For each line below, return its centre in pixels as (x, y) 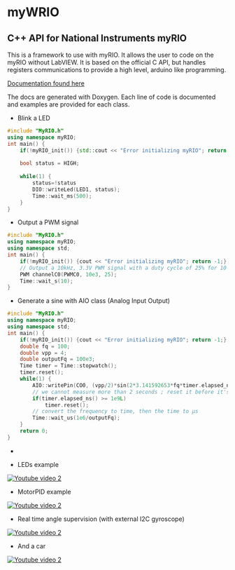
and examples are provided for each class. (69, 104)
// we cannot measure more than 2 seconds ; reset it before (123, 392)
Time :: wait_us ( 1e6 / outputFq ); (76, 418)
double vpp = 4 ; (44, 353)
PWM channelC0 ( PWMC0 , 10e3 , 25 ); (69, 274)
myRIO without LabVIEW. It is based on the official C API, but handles (107, 62)
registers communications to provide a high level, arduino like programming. (117, 70)
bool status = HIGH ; (50, 163)
